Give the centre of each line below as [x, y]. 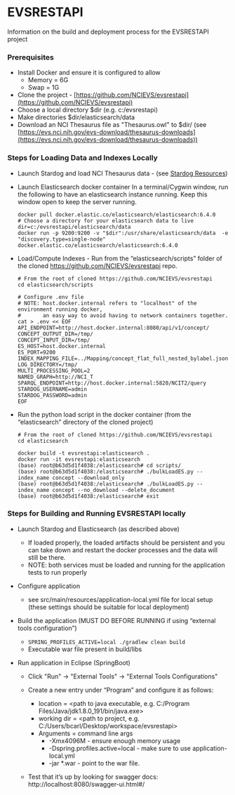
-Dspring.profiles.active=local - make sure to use [120, 748]
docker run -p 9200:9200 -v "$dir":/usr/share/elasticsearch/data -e [123, 233]
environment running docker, [60, 309]
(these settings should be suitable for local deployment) [108, 607]
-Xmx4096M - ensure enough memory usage [115, 740]
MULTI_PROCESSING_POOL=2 [54, 370]
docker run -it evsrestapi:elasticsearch [79, 459]
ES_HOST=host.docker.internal [62, 346]
